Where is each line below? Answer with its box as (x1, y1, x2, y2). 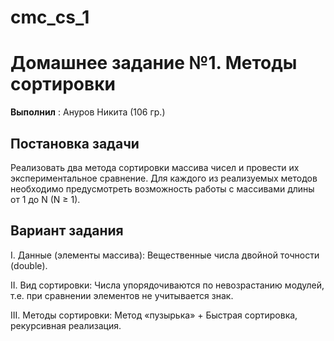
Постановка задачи (10, 135, 140, 152)
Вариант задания (10, 222, 124, 240)
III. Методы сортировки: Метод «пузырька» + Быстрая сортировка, (10, 309, 298, 321)
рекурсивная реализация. (10, 319, 122, 331)
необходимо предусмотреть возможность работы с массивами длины (10, 182, 315, 195)
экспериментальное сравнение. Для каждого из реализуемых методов (10, 172, 318, 184)
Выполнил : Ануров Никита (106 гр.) (10, 106, 166, 118)
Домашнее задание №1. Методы (10, 52, 298, 75)
